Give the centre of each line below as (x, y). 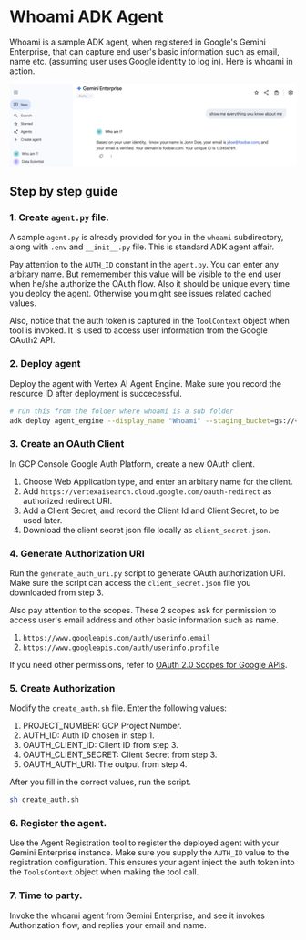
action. (22, 71)
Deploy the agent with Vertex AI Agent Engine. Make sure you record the (146, 383)
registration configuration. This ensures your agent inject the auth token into (152, 863)
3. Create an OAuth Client (67, 444)
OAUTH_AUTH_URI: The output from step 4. (105, 764)
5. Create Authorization (62, 688)
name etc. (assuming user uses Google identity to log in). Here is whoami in (151, 61)
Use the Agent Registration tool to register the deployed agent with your (144, 843)
